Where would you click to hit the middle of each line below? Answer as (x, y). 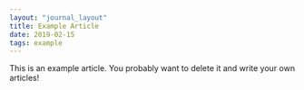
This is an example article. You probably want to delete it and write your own (152, 68)
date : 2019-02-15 (42, 34)
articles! (25, 78)
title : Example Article (54, 26)
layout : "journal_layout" (58, 18)
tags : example (36, 43)
